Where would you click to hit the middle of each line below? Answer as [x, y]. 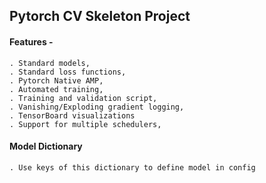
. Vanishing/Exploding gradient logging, [97, 107]
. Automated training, [56, 89]
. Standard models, [50, 63]
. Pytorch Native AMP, [56, 80]
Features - [31, 41]
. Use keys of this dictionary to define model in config [132, 167]
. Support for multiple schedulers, [85, 124]
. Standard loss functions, [68, 72]
